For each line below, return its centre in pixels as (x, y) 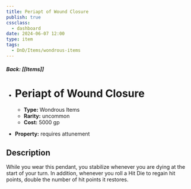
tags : (13, 45)
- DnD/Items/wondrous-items (46, 51)
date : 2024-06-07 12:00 (36, 34)
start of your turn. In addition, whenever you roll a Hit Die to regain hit (91, 174)
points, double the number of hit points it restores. (67, 179)
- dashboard (26, 28)
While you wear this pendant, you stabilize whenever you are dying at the (96, 167)
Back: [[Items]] (25, 70)
